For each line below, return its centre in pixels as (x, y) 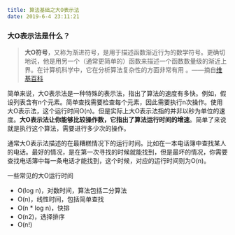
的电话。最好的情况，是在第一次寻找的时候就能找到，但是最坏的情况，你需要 (117, 152)
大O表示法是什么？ (39, 36)
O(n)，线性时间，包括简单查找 (60, 199)
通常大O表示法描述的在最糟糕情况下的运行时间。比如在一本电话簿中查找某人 (117, 143)
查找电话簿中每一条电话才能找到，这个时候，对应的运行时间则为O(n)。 (109, 161)
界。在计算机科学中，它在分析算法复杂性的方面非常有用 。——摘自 (120, 70)
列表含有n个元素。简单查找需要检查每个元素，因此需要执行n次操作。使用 (118, 102)
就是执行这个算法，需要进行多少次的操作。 (69, 129)
